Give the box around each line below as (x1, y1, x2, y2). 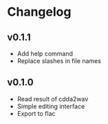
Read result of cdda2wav (17, 95, 89, 103)
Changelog (7, 4, 72, 20)
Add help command (17, 49, 74, 58)
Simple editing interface (17, 102, 85, 110)
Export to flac (17, 109, 56, 117)
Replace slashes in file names (17, 57, 102, 65)
